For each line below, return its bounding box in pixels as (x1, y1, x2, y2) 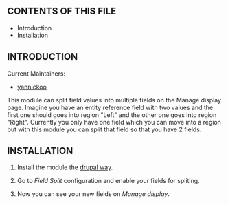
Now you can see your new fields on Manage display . (16, 190, 170, 198)
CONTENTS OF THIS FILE (7, 6, 117, 17)
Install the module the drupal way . (16, 163, 113, 171)
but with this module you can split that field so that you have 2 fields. (7, 125, 202, 133)
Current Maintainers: (7, 69, 66, 78)
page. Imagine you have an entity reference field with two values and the (7, 103, 214, 111)
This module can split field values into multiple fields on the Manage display (7, 96, 222, 104)
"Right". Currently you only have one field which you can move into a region (7, 118, 222, 126)
